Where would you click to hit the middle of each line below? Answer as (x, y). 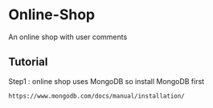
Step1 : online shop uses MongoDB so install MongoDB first (106, 81)
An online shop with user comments (68, 37)
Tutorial (28, 62)
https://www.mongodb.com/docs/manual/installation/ (96, 96)
